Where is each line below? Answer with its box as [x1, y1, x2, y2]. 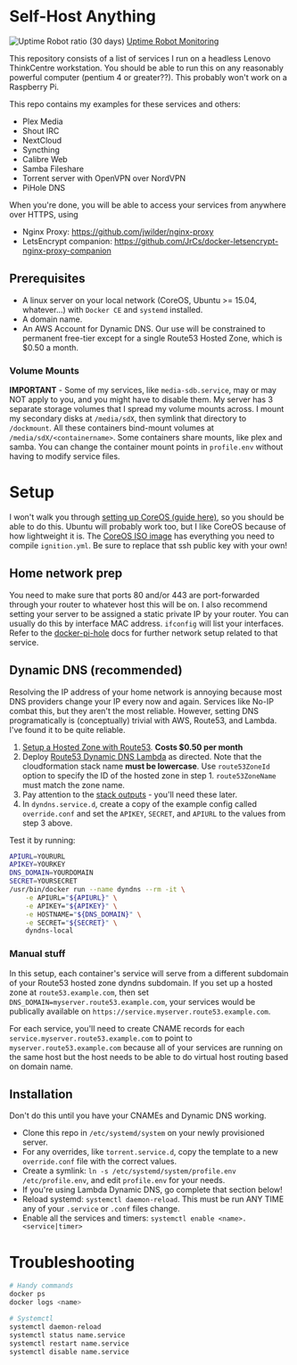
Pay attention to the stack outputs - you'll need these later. [21, 789, 238, 800]
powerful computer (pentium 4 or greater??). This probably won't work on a [9, 71, 288, 82]
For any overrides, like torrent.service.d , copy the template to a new [21, 1147, 278, 1157]
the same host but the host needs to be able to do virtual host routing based [9, 1051, 289, 1062]
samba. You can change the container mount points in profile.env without [9, 441, 284, 452]
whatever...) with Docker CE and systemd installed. [21, 304, 203, 315]
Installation [9, 1087, 73, 1102]
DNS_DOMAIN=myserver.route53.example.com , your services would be [9, 996, 256, 1007]
